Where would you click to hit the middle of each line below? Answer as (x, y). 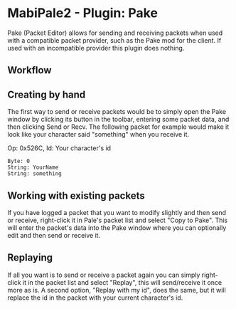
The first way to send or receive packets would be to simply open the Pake (117, 112)
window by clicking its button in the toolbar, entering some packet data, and (118, 120)
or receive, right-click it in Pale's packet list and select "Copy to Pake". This (118, 220)
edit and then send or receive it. (54, 235)
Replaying (30, 258)
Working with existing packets (76, 195)
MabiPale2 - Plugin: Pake (83, 13)
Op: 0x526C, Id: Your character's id (59, 148)
